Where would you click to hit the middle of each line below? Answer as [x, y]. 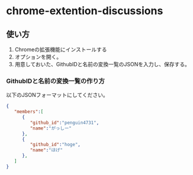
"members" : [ [29, 112]
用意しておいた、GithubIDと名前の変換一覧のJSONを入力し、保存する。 [102, 64]
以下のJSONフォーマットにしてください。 [57, 95]
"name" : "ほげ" [46, 150]
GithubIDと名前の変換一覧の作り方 [56, 81]
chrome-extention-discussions [85, 11]
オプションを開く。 [38, 57]
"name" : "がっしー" [51, 128]
